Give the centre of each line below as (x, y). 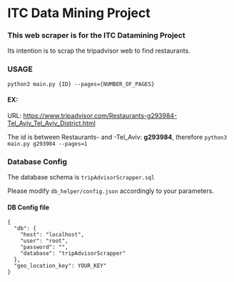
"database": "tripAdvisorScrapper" (73, 254)
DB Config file (29, 207)
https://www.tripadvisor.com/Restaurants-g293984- (100, 115)
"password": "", (45, 247)
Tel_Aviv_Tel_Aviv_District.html (52, 123)
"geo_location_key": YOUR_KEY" (60, 266)
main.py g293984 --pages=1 (47, 144)
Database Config (37, 162)
